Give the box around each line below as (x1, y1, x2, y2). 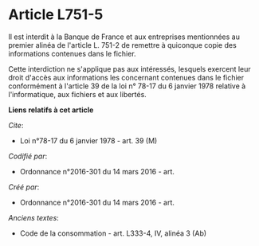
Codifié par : (8, 151, 48, 161)
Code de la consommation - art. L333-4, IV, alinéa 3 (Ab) (19, 228, 207, 238)
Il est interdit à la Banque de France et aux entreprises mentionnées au (8, 32, 241, 41)
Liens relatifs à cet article (8, 105, 94, 115)
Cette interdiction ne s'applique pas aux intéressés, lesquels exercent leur (8, 64, 251, 73)
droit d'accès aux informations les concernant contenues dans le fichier (8, 72, 245, 82)
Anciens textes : (8, 213, 60, 222)
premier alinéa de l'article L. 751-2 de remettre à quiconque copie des (8, 40, 237, 49)
